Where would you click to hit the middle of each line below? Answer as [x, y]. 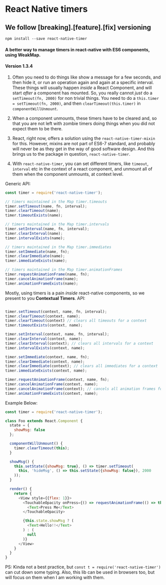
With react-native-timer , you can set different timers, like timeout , [81, 164]
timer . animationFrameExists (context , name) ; [52, 393]
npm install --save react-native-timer [46, 39]
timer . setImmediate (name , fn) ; [37, 251]
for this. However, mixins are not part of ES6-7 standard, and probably [84, 143]
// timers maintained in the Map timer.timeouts [56, 202]
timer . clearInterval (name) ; [34, 233]
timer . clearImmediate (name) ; [35, 256]
